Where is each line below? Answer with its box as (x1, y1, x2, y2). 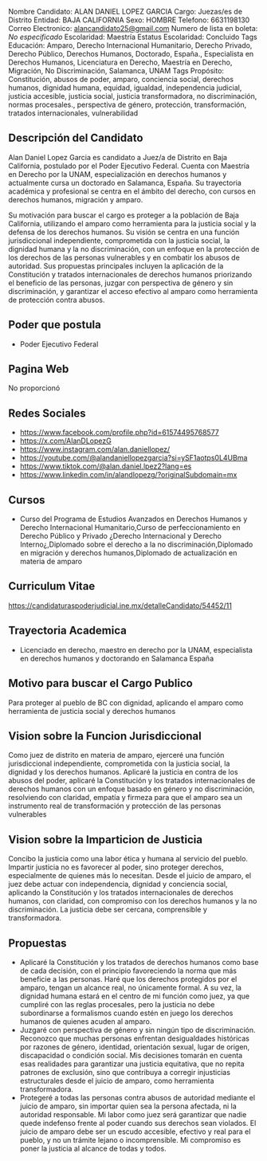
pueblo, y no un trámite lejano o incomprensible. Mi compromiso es (19, 1135, 241, 1144)
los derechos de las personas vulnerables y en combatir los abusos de (8, 253, 241, 262)
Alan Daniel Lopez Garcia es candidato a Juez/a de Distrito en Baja (8, 152, 228, 162)
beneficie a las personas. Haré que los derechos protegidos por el (19, 974, 238, 983)
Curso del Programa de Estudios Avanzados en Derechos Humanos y (19, 514, 248, 524)
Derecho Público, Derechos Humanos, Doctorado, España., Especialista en (8, 49, 254, 58)
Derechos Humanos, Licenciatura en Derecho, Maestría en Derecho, (8, 57, 233, 67)
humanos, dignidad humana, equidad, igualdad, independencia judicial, (8, 83, 242, 92)
